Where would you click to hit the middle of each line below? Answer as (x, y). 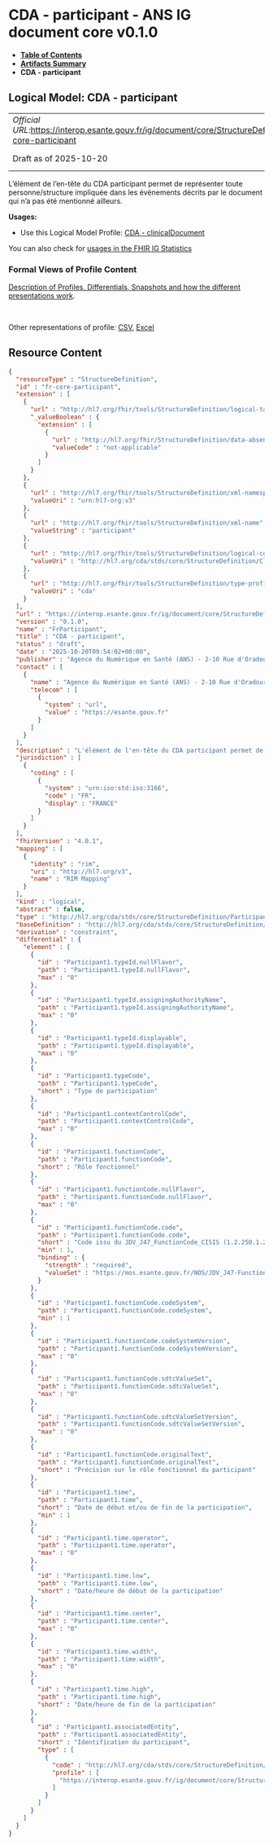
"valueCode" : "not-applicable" (106, 447)
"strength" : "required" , (88, 1265)
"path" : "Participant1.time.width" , (101, 1659)
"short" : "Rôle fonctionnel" (89, 1166)
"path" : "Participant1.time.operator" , (107, 1545)
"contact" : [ (39, 667)
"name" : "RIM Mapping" (70, 879)
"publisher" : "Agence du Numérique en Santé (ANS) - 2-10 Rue (125, 660)
